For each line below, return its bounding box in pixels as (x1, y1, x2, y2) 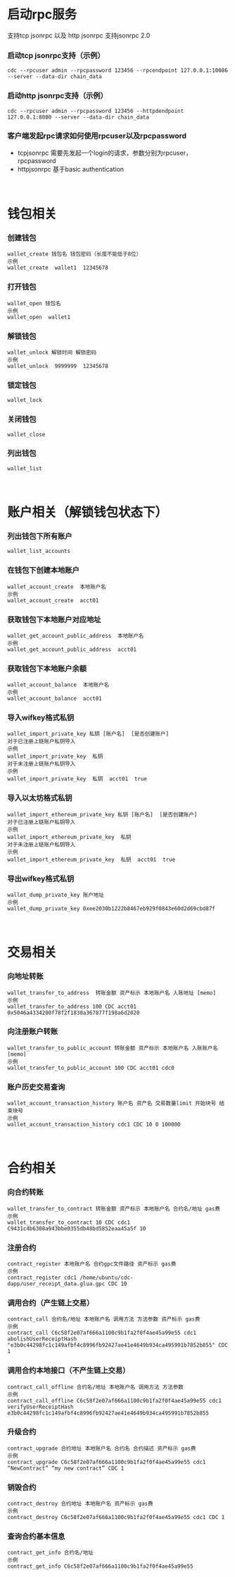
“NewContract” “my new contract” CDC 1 (7, 1465, 125, 1472)
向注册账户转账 (7, 1027, 58, 1037)
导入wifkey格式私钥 (7, 713, 75, 722)
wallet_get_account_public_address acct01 (7, 645, 137, 653)
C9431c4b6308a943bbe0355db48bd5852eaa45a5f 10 (7, 1225, 146, 1232)
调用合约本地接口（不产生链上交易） (7, 1366, 130, 1376)
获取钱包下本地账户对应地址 (7, 614, 101, 624)
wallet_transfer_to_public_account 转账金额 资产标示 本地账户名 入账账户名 (7, 1045, 218, 1052)
